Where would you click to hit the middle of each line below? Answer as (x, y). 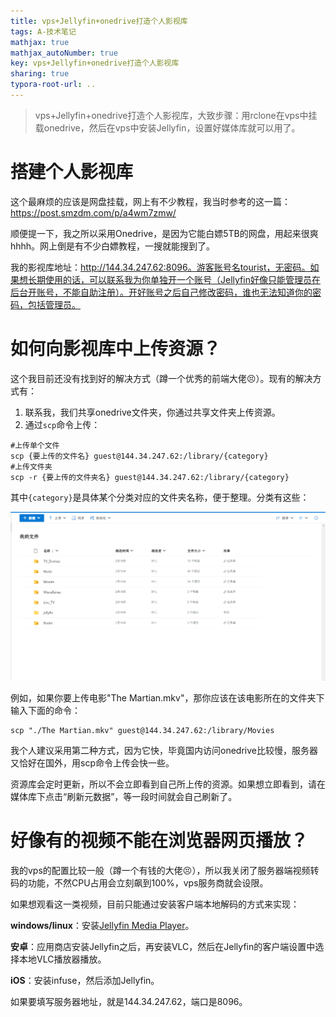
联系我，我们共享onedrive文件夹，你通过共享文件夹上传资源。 (152, 412)
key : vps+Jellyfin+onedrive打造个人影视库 (95, 63)
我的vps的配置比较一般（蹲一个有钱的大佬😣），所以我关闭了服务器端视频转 (165, 870)
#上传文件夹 (31, 466)
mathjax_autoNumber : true (64, 53)
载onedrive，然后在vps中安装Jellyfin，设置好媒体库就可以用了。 (167, 127)
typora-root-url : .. (53, 85)
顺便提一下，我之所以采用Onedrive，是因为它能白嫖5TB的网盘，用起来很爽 (164, 233)
